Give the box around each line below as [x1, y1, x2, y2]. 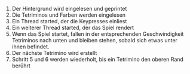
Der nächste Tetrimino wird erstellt [11, 50, 97, 56]
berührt [11, 62, 31, 69]
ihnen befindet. [11, 43, 50, 50]
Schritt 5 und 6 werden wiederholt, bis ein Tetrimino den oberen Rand [11, 56, 184, 63]
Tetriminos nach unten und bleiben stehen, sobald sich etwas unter [11, 37, 178, 44]
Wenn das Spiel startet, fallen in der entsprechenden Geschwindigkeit [11, 30, 184, 38]
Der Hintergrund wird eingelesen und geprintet [11, 5, 127, 12]
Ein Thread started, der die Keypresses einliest [11, 18, 127, 24]
